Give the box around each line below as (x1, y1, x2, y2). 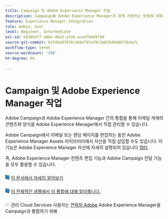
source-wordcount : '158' (5, 50, 57, 55)
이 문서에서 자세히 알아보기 (11, 175, 64, 181)
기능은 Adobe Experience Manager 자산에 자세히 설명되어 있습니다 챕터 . (5, 145, 149, 151)
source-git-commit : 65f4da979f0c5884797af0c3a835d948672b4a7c (5, 40, 138, 45)
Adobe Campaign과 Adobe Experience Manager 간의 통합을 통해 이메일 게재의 (5, 115, 163, 121)
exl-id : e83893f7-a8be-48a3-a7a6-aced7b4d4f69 (5, 35, 105, 40)
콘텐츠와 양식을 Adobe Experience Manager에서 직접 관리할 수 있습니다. (5, 121, 149, 128)
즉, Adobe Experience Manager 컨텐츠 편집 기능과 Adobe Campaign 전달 (5, 155, 152, 161)
